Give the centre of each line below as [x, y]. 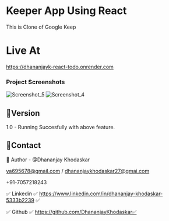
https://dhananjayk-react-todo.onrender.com [60, 67]
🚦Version [23, 113]
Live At [23, 51]
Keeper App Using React [66, 11]
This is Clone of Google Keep [41, 27]
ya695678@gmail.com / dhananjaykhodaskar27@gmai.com [78, 171]
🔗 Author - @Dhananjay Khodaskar [48, 160]
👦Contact [24, 145]
